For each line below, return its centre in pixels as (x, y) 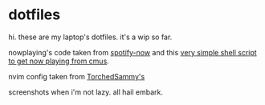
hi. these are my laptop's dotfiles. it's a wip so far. (90, 37)
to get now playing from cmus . (59, 61)
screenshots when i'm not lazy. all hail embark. (86, 92)
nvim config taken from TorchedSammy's (77, 76)
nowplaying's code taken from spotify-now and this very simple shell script (132, 52)
